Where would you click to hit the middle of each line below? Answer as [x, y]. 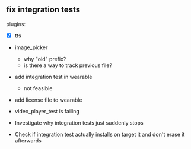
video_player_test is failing [47, 111]
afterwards [28, 140]
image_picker [31, 47]
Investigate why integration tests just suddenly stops [79, 123]
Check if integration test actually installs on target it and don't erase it [100, 134]
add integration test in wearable [54, 77]
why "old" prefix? [45, 59]
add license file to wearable [48, 100]
